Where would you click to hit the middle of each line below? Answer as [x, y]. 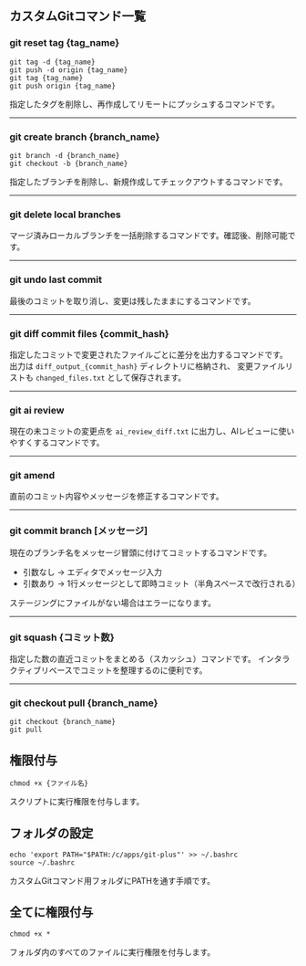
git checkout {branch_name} [63, 722]
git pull [26, 730]
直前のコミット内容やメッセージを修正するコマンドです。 [117, 497]
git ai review [37, 410]
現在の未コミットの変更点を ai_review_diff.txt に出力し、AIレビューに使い [152, 431]
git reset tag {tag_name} [65, 43]
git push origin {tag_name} [63, 86]
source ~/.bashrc [42, 862]
